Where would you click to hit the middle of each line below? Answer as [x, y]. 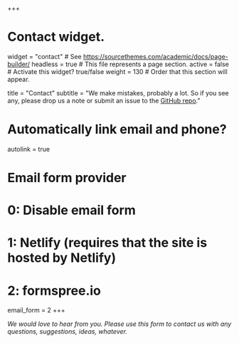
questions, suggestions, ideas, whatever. [68, 332]
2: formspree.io [54, 291]
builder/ [19, 64]
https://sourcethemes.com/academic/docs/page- [156, 56]
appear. [18, 79]
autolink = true [29, 149]
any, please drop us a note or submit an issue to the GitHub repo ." [104, 100]
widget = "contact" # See [44, 56]
